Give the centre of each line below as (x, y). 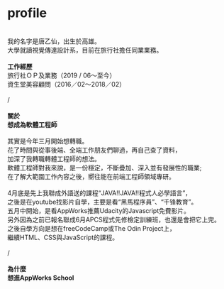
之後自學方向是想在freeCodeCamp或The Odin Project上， (91, 228)
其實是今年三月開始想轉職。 (48, 141)
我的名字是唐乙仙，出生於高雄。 (54, 41)
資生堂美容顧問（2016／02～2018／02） (67, 84)
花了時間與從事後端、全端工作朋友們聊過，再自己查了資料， (94, 150)
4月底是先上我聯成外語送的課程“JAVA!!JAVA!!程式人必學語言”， (100, 192)
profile (27, 13)
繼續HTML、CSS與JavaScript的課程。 (63, 237)
